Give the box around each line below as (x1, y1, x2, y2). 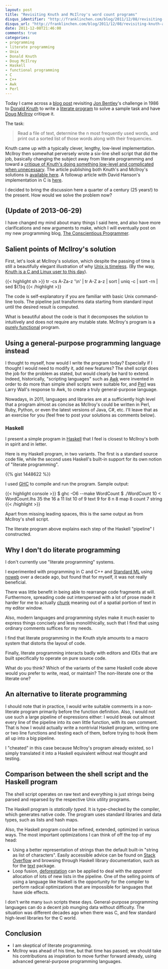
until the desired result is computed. (5, 304, 79, 310)
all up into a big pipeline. (5, 735, 56, 741)
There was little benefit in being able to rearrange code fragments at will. (5, 589, 155, 595)
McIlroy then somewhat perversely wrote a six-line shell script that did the (5, 150, 158, 156)
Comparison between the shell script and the (5, 770, 148, 778)
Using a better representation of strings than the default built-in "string (12, 846, 158, 852)
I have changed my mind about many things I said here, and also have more (5, 219, 161, 225)
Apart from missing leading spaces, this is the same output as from (5, 511, 143, 517)
